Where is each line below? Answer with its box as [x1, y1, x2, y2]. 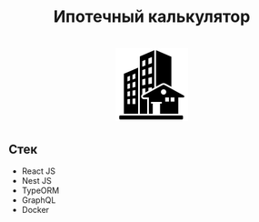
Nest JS [21, 176, 52, 187]
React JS [21, 166, 56, 177]
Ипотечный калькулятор [53, 6, 251, 27]
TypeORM [21, 185, 60, 197]
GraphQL [21, 195, 56, 206]
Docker [21, 205, 50, 216]
